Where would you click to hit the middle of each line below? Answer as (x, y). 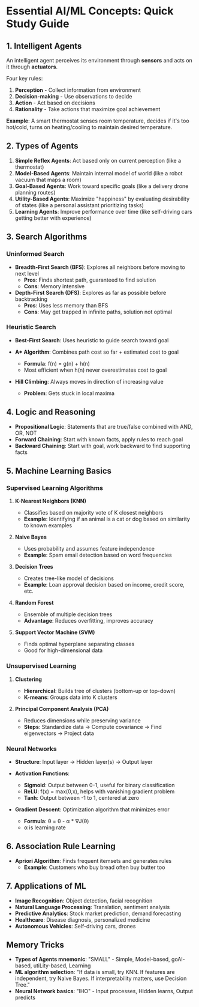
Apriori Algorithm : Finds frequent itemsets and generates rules (93, 860)
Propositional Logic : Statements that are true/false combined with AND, (104, 426)
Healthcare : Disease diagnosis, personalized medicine (82, 919)
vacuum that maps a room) (48, 180)
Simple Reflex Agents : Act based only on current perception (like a (98, 160)
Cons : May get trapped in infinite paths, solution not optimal (98, 312)
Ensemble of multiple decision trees (68, 614)
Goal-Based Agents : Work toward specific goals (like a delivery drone (102, 186)
